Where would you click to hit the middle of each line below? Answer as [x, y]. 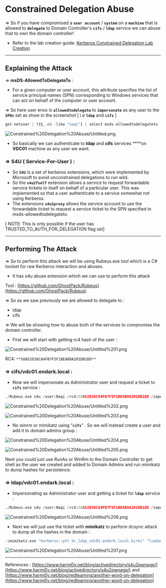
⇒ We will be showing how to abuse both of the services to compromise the [83, 324]
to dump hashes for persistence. [38, 470]
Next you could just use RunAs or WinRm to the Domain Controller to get [79, 459]
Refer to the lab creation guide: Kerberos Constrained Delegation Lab [83, 43]
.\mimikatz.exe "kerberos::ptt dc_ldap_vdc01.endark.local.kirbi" [75, 541]
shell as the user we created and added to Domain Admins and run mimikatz [83, 464]
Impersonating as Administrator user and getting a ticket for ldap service [86, 494]
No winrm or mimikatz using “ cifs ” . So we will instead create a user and [86, 425]
